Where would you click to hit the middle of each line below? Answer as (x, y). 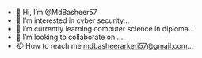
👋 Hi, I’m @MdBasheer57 (56, 12)
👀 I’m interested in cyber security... (72, 20)
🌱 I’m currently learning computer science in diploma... (105, 29)
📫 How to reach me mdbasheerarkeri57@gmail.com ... (105, 46)
